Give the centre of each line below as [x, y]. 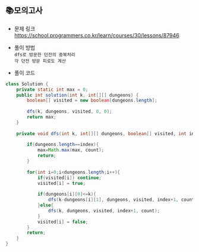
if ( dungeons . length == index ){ [63, 145]
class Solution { [27, 84]
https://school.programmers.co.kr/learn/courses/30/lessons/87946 [97, 35]
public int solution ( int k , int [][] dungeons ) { [78, 95]
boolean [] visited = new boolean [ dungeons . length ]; [92, 101]
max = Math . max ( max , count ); [71, 150]
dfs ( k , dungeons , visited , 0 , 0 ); [70, 111]
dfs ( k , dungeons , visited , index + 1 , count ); [104, 210]
